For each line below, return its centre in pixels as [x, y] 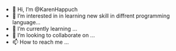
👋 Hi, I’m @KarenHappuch [45, 9]
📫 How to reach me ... [40, 42]
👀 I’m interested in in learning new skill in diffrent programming [91, 16]
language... [26, 22]
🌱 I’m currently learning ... [45, 29]
